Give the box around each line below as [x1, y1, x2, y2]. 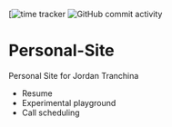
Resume [21, 87, 53, 99]
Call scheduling [21, 107, 80, 118]
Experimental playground [21, 97, 116, 108]
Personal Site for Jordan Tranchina [8, 70, 139, 81]
